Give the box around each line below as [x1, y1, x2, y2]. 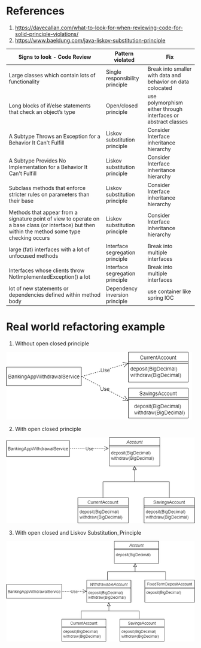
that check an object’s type [8, 108, 76, 116]
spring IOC [147, 294, 175, 302]
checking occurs [8, 234, 50, 241]
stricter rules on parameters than [8, 191, 90, 198]
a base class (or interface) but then [8, 221, 96, 228]
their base [8, 197, 34, 204]
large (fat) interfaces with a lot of [8, 246, 90, 253]
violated [113, 56, 135, 64]
